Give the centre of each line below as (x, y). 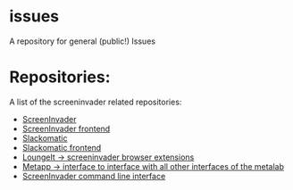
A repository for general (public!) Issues (83, 41)
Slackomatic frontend (62, 147)
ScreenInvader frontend (66, 128)
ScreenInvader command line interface (94, 176)
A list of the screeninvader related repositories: (96, 102)
